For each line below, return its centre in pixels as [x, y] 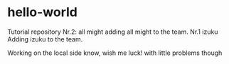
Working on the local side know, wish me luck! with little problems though [115, 53]
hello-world [43, 12]
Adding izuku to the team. [45, 39]
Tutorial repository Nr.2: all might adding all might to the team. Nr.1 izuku [113, 32]
